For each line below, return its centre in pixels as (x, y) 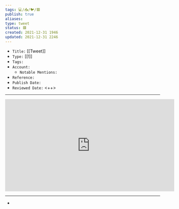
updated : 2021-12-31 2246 (31, 37)
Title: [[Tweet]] (29, 51)
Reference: (23, 77)
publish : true (20, 14)
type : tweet (17, 23)
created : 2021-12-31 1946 (31, 32)
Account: (21, 67)
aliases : (14, 19)
